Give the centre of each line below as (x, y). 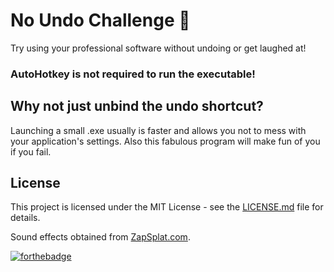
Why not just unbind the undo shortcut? (137, 106)
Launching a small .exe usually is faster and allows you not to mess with (158, 130)
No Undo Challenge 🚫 (100, 20)
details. (25, 218)
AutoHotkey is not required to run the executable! (133, 74)
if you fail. (31, 151)
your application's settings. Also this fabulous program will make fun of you (165, 141)
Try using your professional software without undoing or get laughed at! (158, 48)
